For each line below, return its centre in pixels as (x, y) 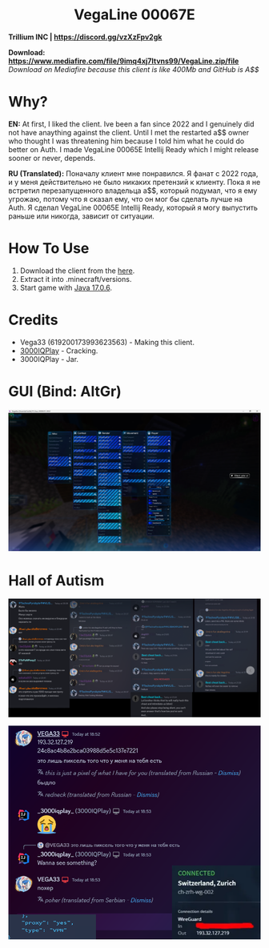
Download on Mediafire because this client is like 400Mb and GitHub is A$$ (134, 69)
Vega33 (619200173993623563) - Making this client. (107, 342)
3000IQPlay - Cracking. (59, 351)
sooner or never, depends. (52, 158)
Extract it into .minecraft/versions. (76, 279)
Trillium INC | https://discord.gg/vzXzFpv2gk (85, 37)
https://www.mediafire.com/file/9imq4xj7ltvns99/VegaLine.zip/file (124, 61)
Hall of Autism (56, 580)
